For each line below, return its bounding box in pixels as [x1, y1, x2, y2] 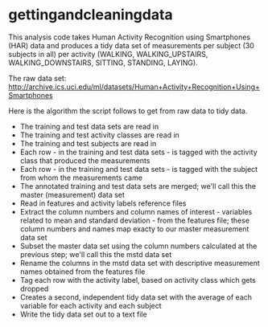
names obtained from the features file [19, 267, 146, 276]
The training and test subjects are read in [19, 138, 157, 148]
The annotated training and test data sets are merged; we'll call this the [19, 181, 256, 190]
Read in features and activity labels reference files [19, 198, 187, 208]
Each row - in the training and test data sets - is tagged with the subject [19, 164, 258, 174]
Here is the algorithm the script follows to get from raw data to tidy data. [8, 106, 248, 116]
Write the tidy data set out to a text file [19, 309, 147, 319]
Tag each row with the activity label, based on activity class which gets [19, 275, 256, 284]
